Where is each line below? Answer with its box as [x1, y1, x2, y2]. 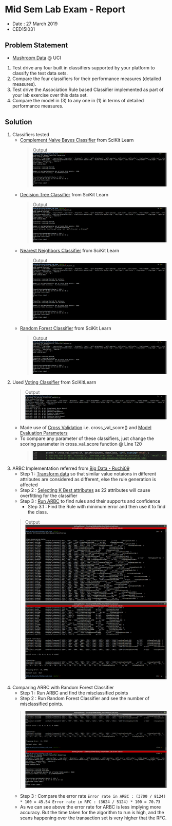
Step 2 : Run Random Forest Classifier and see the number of [20, 695, 150, 701]
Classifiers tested [12, 131, 49, 137]
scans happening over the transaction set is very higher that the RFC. [20, 815, 167, 821]
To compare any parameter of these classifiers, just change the [20, 435, 155, 442]
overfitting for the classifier [20, 492, 78, 499]
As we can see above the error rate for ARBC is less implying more [20, 803, 161, 810]
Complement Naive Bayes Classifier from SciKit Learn [20, 137, 134, 143]
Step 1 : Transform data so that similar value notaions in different [20, 471, 157, 477]
